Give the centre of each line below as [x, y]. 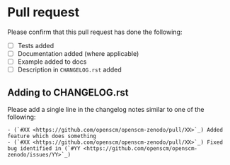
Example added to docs [52, 62]
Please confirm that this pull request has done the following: [95, 32]
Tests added [36, 45]
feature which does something [52, 136]
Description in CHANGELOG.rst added [69, 70]
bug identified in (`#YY [44, 149]
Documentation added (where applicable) [78, 53]
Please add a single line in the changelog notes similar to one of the [106, 109]
